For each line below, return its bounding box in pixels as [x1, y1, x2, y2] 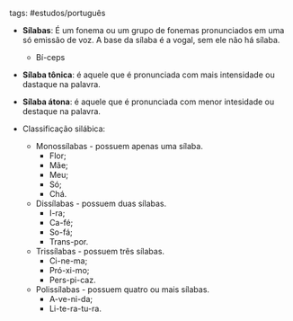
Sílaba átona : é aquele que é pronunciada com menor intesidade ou [22, 96, 275, 107]
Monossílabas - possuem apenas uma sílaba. [35, 141, 204, 151]
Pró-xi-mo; [49, 265, 90, 275]
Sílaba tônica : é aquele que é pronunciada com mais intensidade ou [22, 69, 276, 80]
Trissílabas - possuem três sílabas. [35, 246, 164, 256]
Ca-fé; [49, 218, 74, 227]
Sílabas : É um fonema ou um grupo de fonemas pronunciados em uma [22, 25, 285, 35]
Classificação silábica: [22, 123, 106, 134]
